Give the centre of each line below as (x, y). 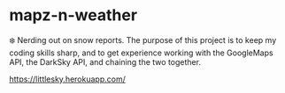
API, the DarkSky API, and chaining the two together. (105, 61)
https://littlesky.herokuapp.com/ (67, 79)
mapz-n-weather (73, 15)
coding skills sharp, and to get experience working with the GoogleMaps (141, 53)
